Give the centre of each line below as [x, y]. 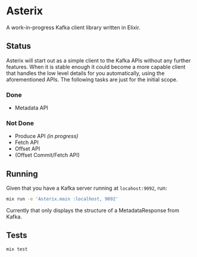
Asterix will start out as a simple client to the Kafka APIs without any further [98, 60]
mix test [17, 249]
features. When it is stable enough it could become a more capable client [96, 67]
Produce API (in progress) [46, 136]
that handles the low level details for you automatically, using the [85, 73]
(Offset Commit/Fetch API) [47, 155]
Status [19, 46]
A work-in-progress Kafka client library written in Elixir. [74, 27]
